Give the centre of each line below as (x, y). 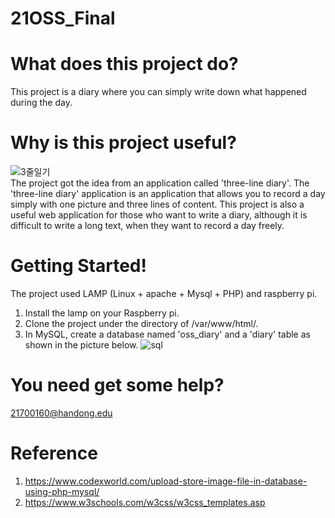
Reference (54, 453)
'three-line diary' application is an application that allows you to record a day (168, 194)
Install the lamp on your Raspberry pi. (102, 313)
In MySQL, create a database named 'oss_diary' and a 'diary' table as (167, 334)
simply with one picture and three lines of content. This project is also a (157, 204)
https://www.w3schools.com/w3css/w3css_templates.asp (145, 502)
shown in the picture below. (81, 345)
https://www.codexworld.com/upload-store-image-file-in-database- (166, 481)
